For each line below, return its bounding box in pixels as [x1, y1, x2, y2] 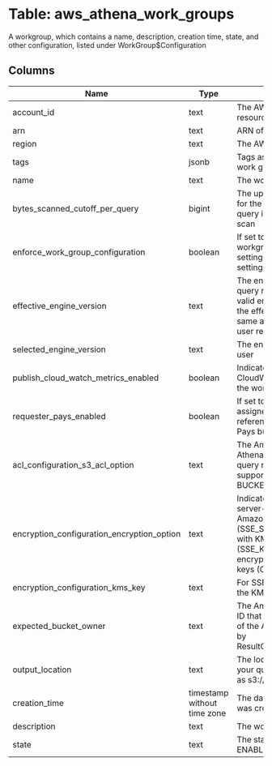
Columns [8, 64, 55, 78]
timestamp [189, 687, 229, 698]
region [12, 138, 37, 149]
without [189, 697, 218, 708]
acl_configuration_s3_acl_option [12, 459, 134, 470]
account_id [12, 106, 55, 118]
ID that [236, 610, 262, 621]
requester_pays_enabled [12, 410, 107, 422]
